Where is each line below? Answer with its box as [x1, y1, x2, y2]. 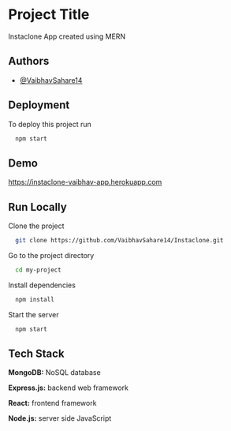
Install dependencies [8, 280, 76, 290]
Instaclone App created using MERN [8, 32, 126, 41]
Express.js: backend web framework [8, 383, 129, 392]
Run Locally [8, 200, 67, 214]
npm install [15, 295, 55, 303]
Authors [8, 54, 50, 68]
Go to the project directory [8, 250, 95, 260]
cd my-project [15, 266, 61, 274]
